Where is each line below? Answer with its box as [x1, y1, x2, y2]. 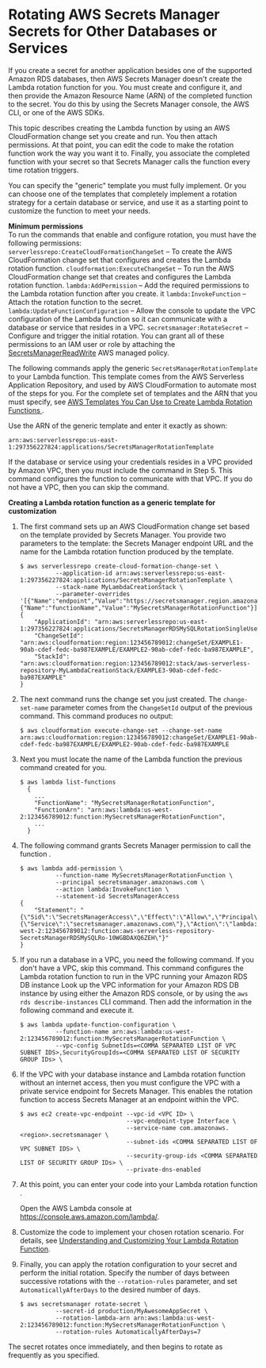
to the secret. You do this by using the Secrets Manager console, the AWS [8, 99, 249, 109]
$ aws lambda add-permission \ [19, 864, 123, 873]
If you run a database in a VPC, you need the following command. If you [19, 954, 255, 964]
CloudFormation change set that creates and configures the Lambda [8, 272, 231, 281]
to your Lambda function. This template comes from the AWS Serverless [8, 372, 245, 381]
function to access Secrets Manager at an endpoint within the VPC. [19, 1094, 240, 1104]
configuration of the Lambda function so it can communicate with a [8, 314, 228, 323]
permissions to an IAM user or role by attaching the [8, 339, 176, 349]
